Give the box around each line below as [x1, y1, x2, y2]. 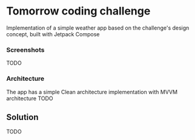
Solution [6, 112, 39, 122]
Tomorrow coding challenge [6, 4, 151, 18]
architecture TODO [6, 95, 53, 102]
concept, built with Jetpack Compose [6, 30, 100, 37]
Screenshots [6, 45, 45, 54]
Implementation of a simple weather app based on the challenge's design [6, 24, 190, 31]
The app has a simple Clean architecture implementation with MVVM [6, 88, 177, 95]
